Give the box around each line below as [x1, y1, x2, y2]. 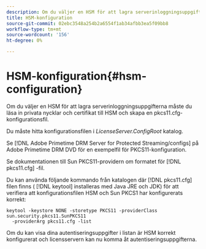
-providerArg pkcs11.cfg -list [12, 218, 92, 224]
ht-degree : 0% [6, 37, 43, 44]
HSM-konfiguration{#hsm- [6, 69, 147, 83]
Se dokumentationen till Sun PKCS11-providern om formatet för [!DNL [6, 158, 181, 165]
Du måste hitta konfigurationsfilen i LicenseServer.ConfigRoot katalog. [6, 127, 184, 135]
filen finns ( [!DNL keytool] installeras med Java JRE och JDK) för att [6, 182, 179, 190]
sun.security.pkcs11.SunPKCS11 [6, 213, 86, 219]
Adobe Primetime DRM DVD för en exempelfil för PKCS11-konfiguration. [6, 145, 187, 153]
